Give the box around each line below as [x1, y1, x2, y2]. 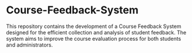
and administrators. [6, 41, 53, 48]
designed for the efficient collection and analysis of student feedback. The [6, 29, 187, 36]
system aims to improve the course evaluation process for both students [6, 35, 181, 42]
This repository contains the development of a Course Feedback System [6, 23, 181, 30]
